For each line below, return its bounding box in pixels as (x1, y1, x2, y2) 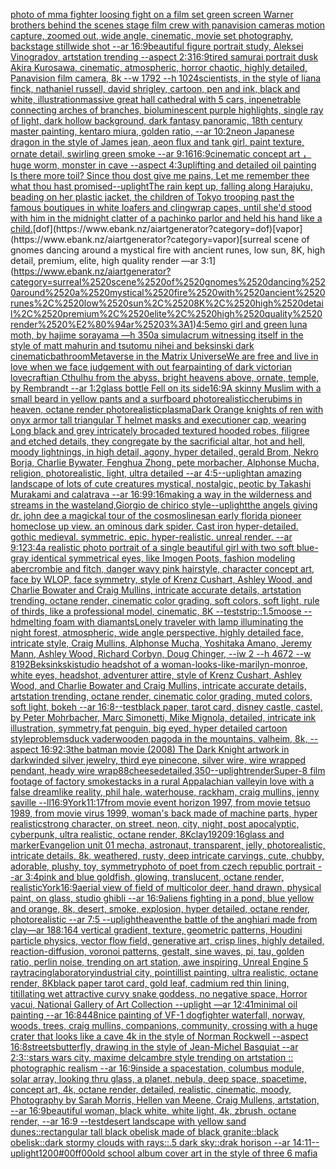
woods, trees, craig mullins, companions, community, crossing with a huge (10, 1020, 318, 1031)
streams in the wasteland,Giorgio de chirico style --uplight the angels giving (10, 499, 318, 511)
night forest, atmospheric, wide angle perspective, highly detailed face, (10, 627, 304, 638)
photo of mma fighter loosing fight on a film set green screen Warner (10, 9, 294, 20)
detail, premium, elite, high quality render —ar (10, 255, 199, 266)
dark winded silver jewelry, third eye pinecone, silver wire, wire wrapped (10, 754, 307, 766)
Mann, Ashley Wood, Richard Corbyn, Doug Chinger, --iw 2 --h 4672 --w (10, 648, 312, 659)
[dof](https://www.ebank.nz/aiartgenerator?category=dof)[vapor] (32, 223, 303, 234)
